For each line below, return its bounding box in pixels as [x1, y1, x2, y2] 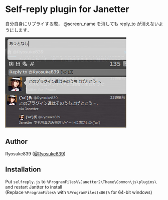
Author [5, 137, 28, 146]
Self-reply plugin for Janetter [5, 4, 129, 15]
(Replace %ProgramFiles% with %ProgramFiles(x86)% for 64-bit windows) [5, 189, 152, 195]
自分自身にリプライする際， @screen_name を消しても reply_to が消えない [5, 21, 159, 27]
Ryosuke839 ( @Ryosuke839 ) [5, 150, 66, 156]
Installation [5, 165, 41, 174]
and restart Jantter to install [5, 184, 63, 190]
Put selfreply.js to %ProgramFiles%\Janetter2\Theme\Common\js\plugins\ [5, 178, 157, 184]
